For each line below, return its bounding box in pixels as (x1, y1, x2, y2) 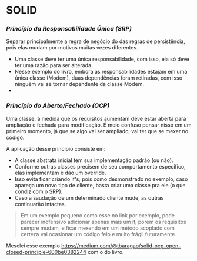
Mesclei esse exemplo (6, 242, 61, 249)
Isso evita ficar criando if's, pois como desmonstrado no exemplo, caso (14, 175, 188, 183)
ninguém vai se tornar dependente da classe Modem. (14, 81, 144, 88)
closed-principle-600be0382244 (6, 248, 87, 255)
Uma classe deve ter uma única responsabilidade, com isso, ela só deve (14, 55, 189, 62)
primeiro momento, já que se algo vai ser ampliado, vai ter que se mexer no (6, 127, 189, 134)
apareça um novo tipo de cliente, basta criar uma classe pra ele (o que (14, 181, 186, 189)
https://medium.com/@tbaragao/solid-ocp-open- (61, 242, 181, 249)
